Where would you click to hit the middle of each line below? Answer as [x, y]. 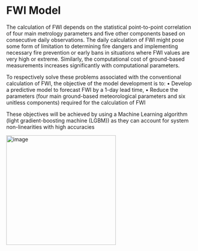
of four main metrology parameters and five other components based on [96, 33]
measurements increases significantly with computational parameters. [93, 65]
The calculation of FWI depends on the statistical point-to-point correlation [99, 27]
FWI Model [34, 11]
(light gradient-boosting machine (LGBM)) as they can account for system [97, 120]
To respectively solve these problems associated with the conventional [94, 77]
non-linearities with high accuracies [50, 127]
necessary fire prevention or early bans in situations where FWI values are [98, 52]
